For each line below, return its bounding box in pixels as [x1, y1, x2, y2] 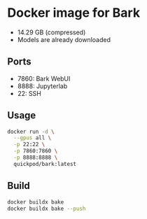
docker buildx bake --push [7, 205, 86, 212]
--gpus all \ [13, 134, 52, 141]
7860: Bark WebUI [17, 74, 71, 83]
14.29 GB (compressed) [17, 28, 86, 36]
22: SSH [17, 89, 42, 97]
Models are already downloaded [17, 35, 111, 43]
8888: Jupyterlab [17, 82, 68, 90]
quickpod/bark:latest [13, 160, 77, 167]
